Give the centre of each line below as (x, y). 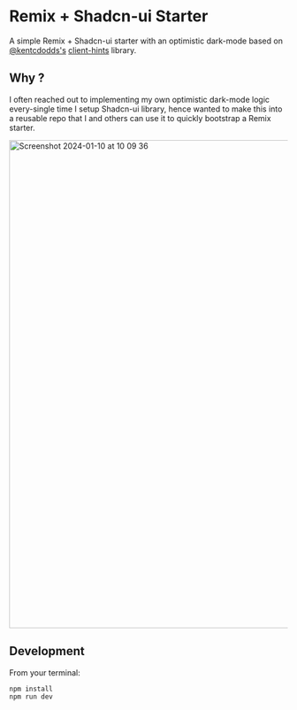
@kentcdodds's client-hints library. (73, 50)
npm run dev (31, 697)
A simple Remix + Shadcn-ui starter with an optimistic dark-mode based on (146, 41)
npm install (31, 689)
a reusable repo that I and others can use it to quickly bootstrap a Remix (140, 118)
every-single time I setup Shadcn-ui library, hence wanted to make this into (146, 109)
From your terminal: (45, 672)
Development (47, 651)
